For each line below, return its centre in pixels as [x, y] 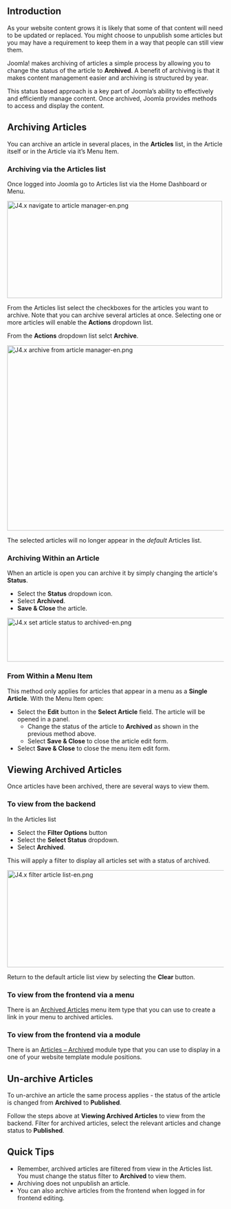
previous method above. [62, 733]
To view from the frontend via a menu [71, 994]
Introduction [34, 11]
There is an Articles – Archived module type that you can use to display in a [114, 1050]
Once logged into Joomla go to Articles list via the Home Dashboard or [107, 184]
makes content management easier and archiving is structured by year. [108, 78]
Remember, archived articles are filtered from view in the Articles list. [115, 1168]
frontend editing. [41, 1198]
